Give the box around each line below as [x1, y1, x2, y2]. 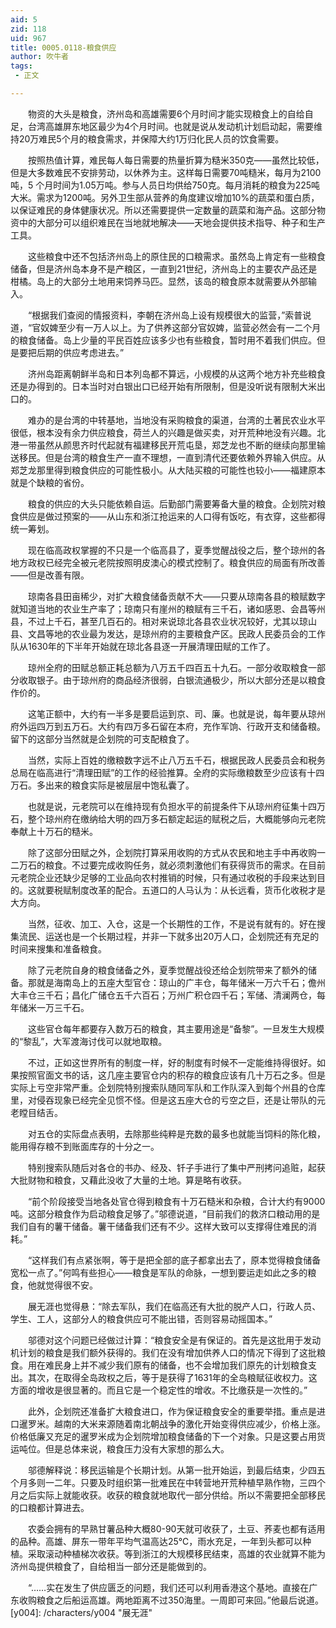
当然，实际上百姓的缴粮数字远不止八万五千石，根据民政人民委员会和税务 [27, 754, 326, 766]
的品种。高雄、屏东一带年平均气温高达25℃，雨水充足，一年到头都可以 [10, 1535, 303, 1547]
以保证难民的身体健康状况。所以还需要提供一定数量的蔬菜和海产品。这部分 [10, 204, 317, 216]
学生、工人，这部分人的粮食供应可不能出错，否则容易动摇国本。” [10, 1312, 273, 1325]
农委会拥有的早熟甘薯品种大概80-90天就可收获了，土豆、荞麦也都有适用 [27, 1522, 326, 1535]
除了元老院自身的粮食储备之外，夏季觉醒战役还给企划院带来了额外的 [27, 964, 308, 976]
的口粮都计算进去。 [10, 1501, 90, 1513]
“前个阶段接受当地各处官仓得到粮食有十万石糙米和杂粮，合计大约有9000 [27, 1195, 326, 1207]
